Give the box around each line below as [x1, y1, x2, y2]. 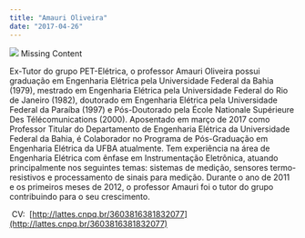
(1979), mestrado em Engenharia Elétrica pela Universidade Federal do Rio [9, 84, 289, 95]
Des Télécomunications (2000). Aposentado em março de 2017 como [9, 114, 270, 124]
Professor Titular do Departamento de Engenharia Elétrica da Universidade [9, 124, 290, 134]
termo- [269, 162, 297, 173]
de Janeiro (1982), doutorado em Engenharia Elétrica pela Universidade [9, 94, 278, 105]
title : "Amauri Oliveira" [9, 13, 107, 23]
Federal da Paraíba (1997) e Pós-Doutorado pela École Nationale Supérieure [9, 104, 295, 114]
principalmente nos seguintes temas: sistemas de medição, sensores [9, 162, 269, 173]
